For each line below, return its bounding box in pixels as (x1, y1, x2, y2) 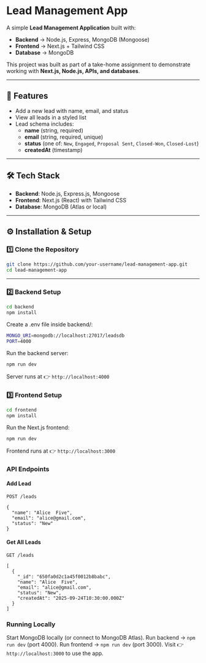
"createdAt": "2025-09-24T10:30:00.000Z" (17, 595, 124, 601)
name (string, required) (24, 126, 84, 134)
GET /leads (6, 552, 34, 558)
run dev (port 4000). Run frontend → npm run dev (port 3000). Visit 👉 (6, 641, 184, 648)
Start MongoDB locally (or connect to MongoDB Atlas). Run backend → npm (6, 634, 196, 642)
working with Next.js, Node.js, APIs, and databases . (6, 67, 140, 74)
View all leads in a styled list (15, 113, 87, 121)
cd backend (6, 304, 34, 310)
